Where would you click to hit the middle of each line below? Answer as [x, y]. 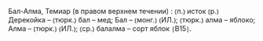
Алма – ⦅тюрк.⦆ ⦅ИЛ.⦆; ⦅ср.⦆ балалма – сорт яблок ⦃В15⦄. [100, 29]
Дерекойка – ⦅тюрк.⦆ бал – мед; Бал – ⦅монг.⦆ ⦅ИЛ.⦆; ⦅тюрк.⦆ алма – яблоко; [132, 20]
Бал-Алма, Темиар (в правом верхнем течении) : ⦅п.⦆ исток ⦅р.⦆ [113, 11]
